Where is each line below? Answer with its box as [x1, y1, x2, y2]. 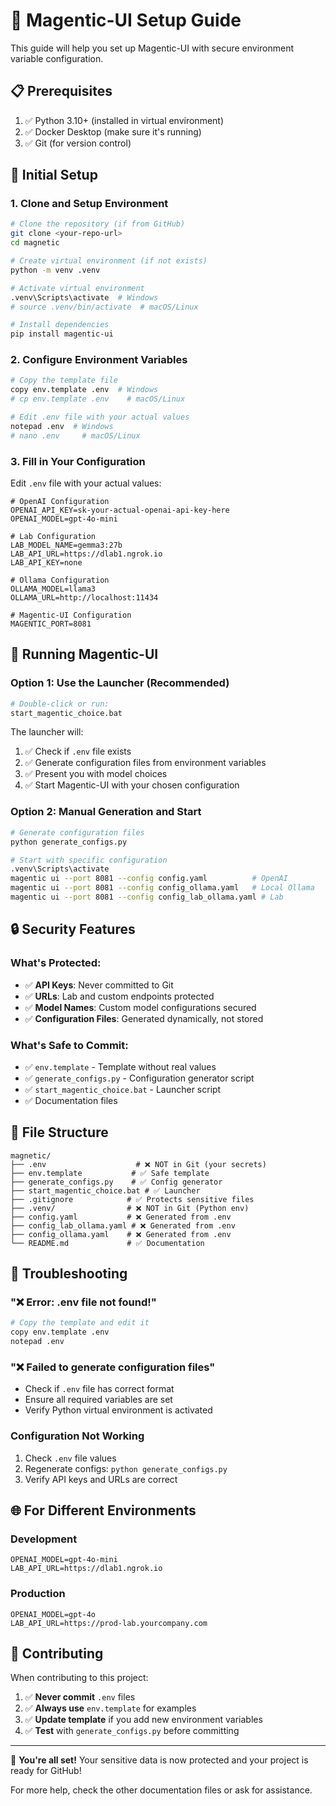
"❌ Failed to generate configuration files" [10, 1360, 216, 1374]
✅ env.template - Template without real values [24, 1060, 217, 1073]
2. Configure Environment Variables [10, 353, 188, 367]
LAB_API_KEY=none [10, 558, 83, 568]
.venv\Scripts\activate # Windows [10, 292, 159, 303]
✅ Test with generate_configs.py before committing [24, 1725, 240, 1737]
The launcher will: [10, 726, 84, 738]
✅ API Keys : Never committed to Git [24, 979, 174, 991]
